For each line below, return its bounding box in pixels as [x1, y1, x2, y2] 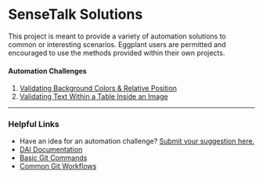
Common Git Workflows [19, 162, 97, 171]
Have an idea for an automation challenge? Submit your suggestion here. [19, 136, 255, 146]
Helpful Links [8, 119, 60, 130]
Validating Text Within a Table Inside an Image [19, 92, 168, 101]
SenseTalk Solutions [8, 5, 143, 24]
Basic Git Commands [19, 153, 88, 162]
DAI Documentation [19, 145, 83, 154]
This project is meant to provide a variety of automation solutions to [8, 31, 226, 41]
